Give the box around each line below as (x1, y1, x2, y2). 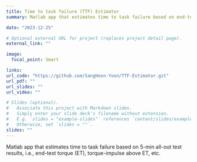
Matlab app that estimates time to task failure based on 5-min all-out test (6, 143, 182, 150)
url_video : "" (6, 89, 41, 95)
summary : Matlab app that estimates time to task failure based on (6, 14, 175, 20)
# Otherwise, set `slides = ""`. (6, 122, 93, 127)
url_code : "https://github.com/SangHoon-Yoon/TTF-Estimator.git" (6, 73, 169, 79)
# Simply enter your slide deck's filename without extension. (6, 111, 169, 117)
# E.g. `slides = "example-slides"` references (6, 116, 130, 122)
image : (6, 51, 22, 58)
